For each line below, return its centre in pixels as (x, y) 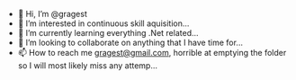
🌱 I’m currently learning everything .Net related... (108, 33)
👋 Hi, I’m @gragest (52, 14)
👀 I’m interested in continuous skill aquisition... (103, 23)
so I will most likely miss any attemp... (88, 66)
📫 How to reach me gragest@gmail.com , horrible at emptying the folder (152, 53)
